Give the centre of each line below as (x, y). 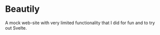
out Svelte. (16, 28)
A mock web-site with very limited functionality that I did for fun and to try (80, 23)
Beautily (22, 9)
